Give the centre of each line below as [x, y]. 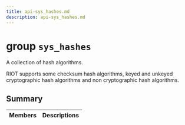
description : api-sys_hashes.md [46, 17]
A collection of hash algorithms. [45, 63]
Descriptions [61, 116]
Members [23, 116]
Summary [24, 99]
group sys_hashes [49, 46]
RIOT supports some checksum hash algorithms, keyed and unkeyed [90, 74]
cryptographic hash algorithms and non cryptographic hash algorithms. [93, 80]
